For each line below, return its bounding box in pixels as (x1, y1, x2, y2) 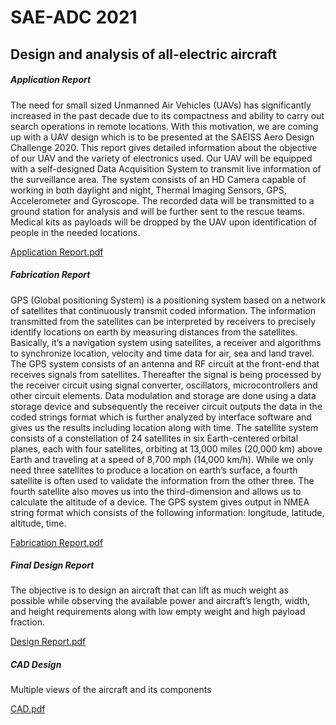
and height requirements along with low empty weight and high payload (10, 606, 306, 618)
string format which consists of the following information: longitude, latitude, (10, 506, 325, 518)
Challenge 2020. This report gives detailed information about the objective (10, 141, 318, 153)
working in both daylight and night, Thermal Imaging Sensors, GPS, (10, 184, 287, 196)
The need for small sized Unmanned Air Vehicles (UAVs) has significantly (10, 99, 312, 111)
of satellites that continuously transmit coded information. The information (10, 304, 316, 316)
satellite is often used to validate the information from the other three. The (10, 474, 315, 486)
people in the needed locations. (10, 226, 141, 238)
